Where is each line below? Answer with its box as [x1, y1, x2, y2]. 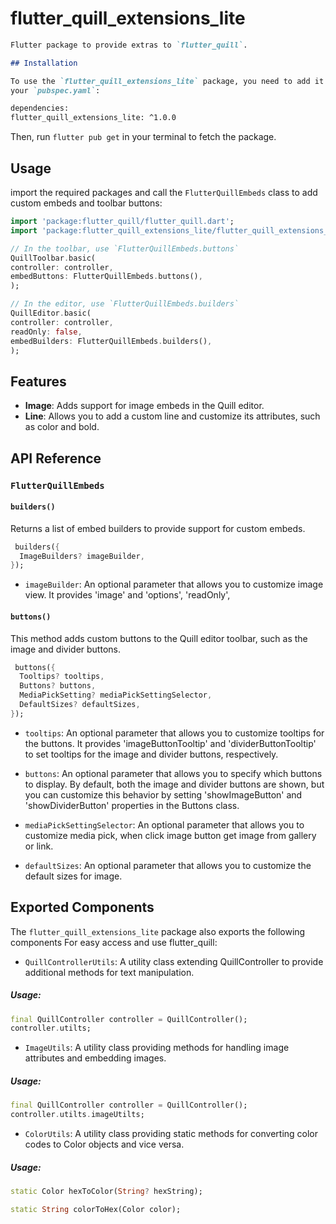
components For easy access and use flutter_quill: [10, 936, 218, 948]
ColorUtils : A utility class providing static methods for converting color [24, 1128, 319, 1140]
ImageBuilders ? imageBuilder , [19, 551, 145, 561]
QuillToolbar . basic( [10, 253, 97, 263]
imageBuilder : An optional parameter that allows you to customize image [24, 578, 324, 591]
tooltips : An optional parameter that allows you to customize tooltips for [24, 727, 325, 739]
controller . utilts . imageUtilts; [10, 1110, 145, 1120]
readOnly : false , [10, 327, 83, 337]
